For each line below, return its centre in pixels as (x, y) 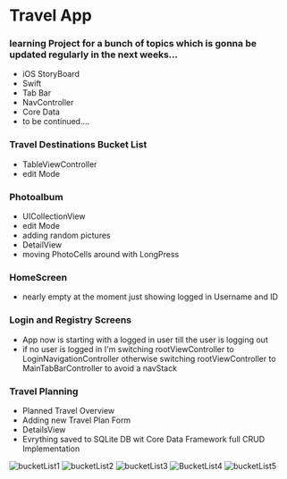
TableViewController (59, 164)
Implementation (51, 449)
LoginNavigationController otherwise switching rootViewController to (149, 358)
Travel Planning (44, 391)
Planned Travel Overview (68, 410)
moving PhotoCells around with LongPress (101, 255)
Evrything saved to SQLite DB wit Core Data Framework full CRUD (143, 439)
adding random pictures (66, 235)
